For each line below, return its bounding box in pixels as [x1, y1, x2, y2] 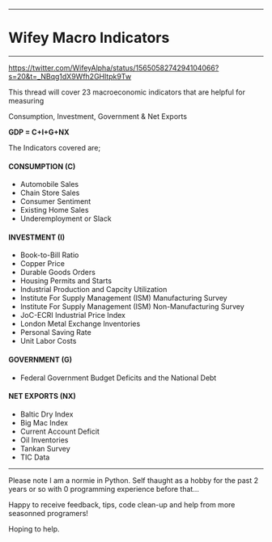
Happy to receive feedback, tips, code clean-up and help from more [8, 499, 236, 510]
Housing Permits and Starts [19, 276, 112, 286]
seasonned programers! [8, 508, 89, 518]
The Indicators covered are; [8, 142, 101, 152]
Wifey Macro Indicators [8, 29, 170, 47]
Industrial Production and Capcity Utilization [19, 285, 168, 294]
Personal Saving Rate [19, 328, 91, 337]
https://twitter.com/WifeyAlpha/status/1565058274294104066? [8, 62, 219, 73]
